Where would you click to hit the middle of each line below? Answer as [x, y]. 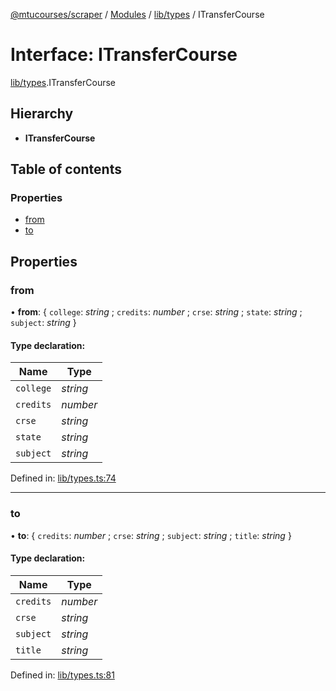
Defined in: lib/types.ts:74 [63, 478]
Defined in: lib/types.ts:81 [62, 675]
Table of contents [66, 169]
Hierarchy [42, 114]
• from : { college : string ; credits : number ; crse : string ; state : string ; [156, 312]
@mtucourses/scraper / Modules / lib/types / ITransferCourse [137, 14]
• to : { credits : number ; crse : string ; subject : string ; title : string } [151, 535]
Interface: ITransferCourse [124, 55]
